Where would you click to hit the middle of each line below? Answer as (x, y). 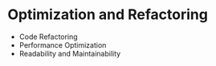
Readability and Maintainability (70, 53)
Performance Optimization (63, 45)
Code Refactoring (48, 37)
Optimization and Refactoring (108, 15)
